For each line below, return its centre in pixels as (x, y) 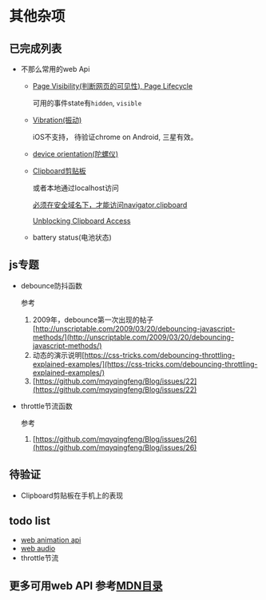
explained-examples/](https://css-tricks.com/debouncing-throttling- (145, 364)
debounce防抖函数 (52, 285)
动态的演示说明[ (58, 355)
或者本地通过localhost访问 (75, 188)
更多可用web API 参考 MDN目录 (86, 585)
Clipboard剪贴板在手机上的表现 (71, 495)
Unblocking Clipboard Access (81, 221)
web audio (38, 549)
